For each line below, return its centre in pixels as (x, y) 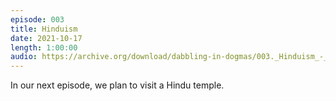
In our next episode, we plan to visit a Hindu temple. (117, 85)
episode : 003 (37, 19)
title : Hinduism (44, 29)
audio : (24, 57)
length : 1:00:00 (44, 47)
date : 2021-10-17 (46, 38)
